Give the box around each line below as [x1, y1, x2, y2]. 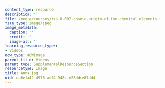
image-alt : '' [9, 39, 38, 44]
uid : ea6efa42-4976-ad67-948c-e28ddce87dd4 [5, 75, 96, 80]
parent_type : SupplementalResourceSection [5, 62, 93, 66]
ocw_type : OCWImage [5, 52, 45, 58]
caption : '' [9, 30, 34, 35]
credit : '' [9, 35, 32, 40]
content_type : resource [5, 7, 54, 12]
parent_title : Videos [5, 57, 50, 62]
